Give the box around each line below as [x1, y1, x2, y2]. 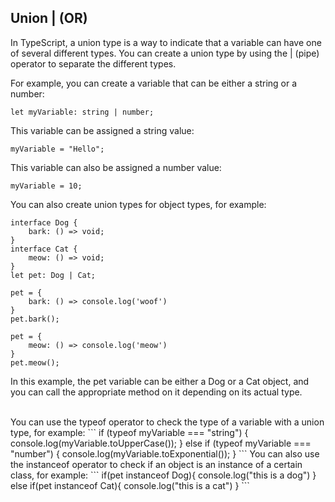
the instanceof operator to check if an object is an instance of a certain [10, 458, 303, 470]
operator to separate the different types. [10, 57, 177, 70]
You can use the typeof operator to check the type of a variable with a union [10, 416, 325, 428]
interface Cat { [10, 244, 78, 254]
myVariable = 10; [10, 181, 83, 191]
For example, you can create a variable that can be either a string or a [10, 77, 298, 89]
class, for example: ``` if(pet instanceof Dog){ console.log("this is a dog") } [10, 469, 317, 481]
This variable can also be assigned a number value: [10, 161, 222, 173]
